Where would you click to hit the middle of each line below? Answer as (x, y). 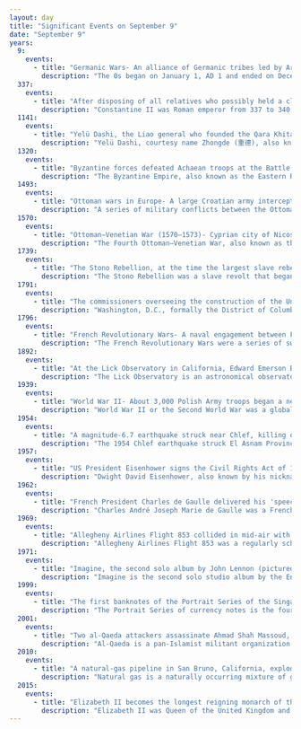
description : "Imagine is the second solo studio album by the (162, 577)
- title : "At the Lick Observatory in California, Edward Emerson (159, 368)
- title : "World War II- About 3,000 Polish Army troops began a (157, 402)
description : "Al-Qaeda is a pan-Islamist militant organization (166, 644)
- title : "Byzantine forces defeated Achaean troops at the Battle (162, 168)
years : (21, 43)
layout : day (31, 18)
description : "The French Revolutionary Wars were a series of (162, 343)
